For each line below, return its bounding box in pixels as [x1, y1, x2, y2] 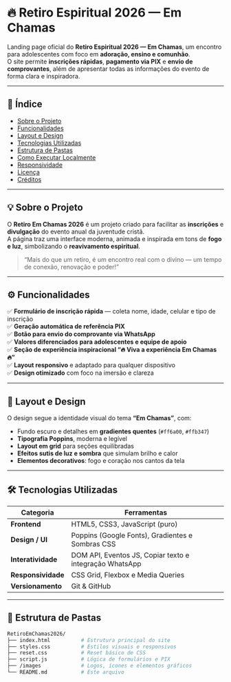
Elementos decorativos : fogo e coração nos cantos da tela [16, 457, 185, 465]
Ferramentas [124, 508, 167, 517]
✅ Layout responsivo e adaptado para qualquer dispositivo [7, 361, 175, 369]
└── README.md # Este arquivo [7, 669, 125, 676]
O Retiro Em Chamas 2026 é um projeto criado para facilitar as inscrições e [7, 220, 224, 228]
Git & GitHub [71, 581, 111, 590]
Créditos [16, 175, 42, 183]
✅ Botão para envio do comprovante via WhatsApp [7, 330, 156, 338]
